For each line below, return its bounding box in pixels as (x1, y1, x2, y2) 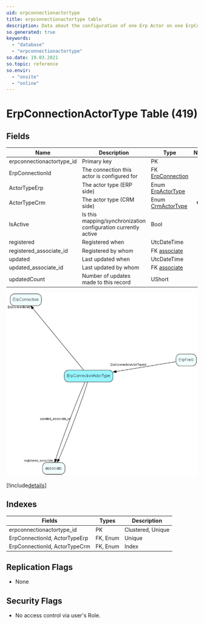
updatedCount (8, 275, 46, 283)
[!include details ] (6, 481, 47, 489)
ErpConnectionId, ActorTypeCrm (8, 543, 91, 550)
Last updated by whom (81, 264, 140, 271)
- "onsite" (12, 73, 39, 80)
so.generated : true (6, 29, 56, 35)
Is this (81, 211, 97, 218)
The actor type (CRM (81, 196, 135, 203)
